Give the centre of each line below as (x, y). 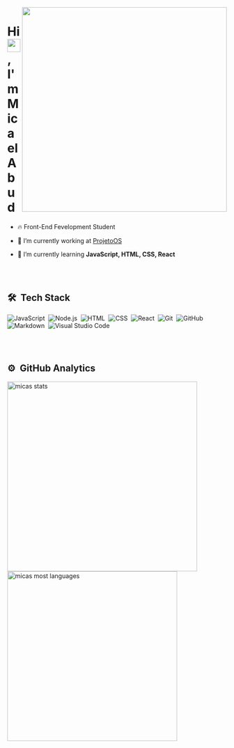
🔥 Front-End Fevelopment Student (66, 226)
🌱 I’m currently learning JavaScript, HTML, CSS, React (96, 254)
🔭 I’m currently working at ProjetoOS (70, 240)
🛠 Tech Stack (39, 298)
